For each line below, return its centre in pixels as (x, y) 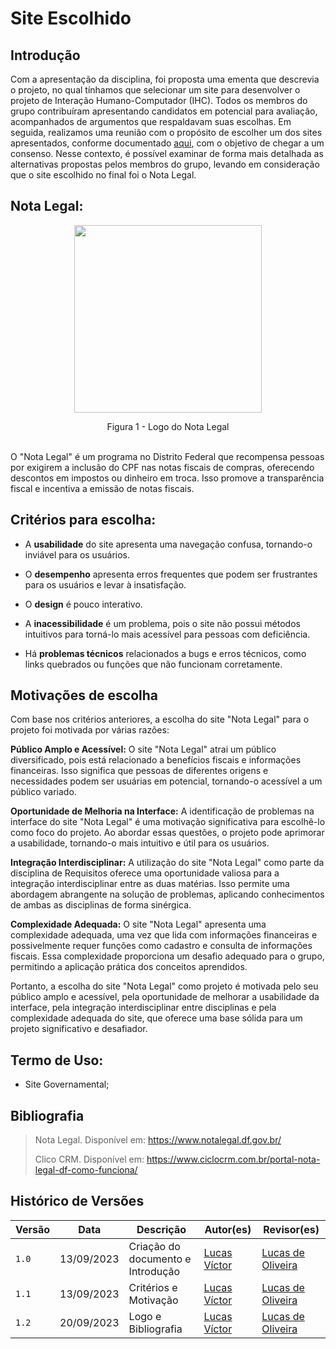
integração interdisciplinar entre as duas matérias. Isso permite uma (150, 884)
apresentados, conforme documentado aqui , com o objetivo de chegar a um (167, 143)
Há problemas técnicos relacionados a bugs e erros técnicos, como (165, 653)
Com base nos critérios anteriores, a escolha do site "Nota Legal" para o (160, 719)
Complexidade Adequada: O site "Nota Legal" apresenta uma (138, 924)
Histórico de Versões (77, 1201)
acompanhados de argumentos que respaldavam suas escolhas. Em (151, 121)
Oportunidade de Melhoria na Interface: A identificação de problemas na (162, 811)
